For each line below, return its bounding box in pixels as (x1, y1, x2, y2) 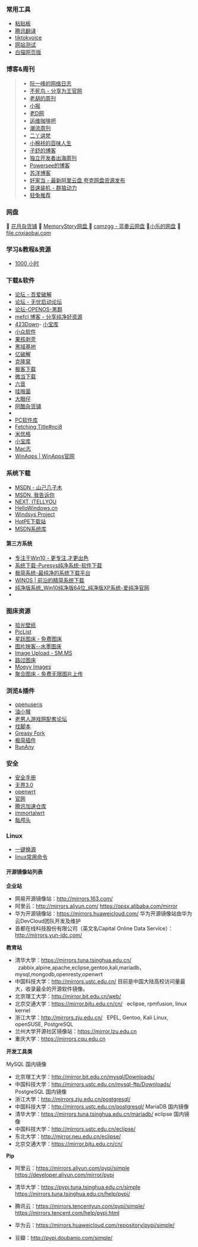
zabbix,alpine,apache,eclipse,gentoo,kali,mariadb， (17, 964, 144, 971)
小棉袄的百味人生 (29, 139, 72, 147)
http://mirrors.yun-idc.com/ (14, 932, 82, 939)
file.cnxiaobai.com (6, 229, 52, 236)
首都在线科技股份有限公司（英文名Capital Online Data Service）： (14, 925, 174, 932)
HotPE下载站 (14, 518, 46, 525)
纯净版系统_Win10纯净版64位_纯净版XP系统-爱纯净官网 (14, 584, 150, 591)
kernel (14, 1007, 31, 1014)
